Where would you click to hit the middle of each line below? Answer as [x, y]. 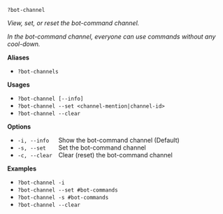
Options [19, 127]
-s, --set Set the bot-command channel [82, 148]
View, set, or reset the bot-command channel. [73, 23]
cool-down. [24, 44]
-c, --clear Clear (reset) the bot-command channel [95, 155]
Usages [19, 85]
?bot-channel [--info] [50, 99]
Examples [22, 169]
